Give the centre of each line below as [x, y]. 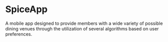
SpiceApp [26, 9]
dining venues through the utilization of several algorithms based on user [82, 28]
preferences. [19, 34]
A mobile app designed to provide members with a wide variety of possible [84, 23]
